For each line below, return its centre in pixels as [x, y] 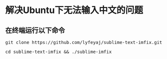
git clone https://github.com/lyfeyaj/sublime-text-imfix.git [84, 42]
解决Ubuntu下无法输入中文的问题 [74, 10]
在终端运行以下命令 [35, 30]
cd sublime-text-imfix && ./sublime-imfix [59, 52]
